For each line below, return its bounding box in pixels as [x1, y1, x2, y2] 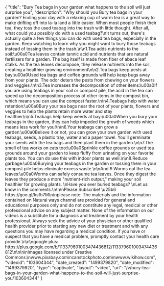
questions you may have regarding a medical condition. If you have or [5, 228, 146, 234]
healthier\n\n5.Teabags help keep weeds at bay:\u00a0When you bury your [5, 114, 158, 119]
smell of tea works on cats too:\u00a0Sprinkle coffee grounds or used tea [5, 145, 154, 151]
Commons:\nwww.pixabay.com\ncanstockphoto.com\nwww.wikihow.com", [5, 255, 157, 260]
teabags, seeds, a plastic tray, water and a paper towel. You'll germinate [5, 134, 151, 140]
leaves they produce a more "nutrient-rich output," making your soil [5, 176, 141, 182]
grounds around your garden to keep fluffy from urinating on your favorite [5, 150, 154, 156]
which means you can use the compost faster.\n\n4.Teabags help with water [5, 98, 160, 104]
